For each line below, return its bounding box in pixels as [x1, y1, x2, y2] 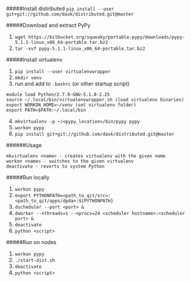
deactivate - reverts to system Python [6, 164, 105, 169]
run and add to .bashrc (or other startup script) [14, 80, 130, 87]
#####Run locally [6, 174, 50, 181]
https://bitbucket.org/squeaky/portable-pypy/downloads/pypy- [28, 34, 185, 40]
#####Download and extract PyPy [6, 22, 91, 28]
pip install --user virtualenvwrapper [14, 69, 111, 75]
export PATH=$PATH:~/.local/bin [6, 107, 86, 113]
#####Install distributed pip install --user [6, 5, 114, 12]
